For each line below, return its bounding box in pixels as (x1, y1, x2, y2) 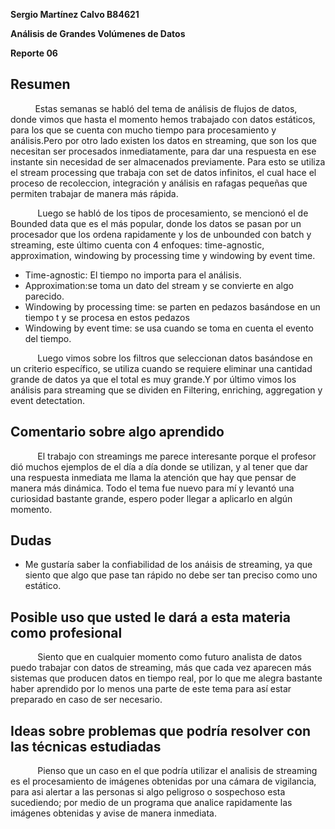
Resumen (10, 76, 71, 93)
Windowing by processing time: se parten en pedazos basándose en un (24, 300, 321, 313)
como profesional (10, 624, 123, 641)
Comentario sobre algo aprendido (10, 424, 225, 441)
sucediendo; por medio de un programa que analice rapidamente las (10, 797, 293, 809)
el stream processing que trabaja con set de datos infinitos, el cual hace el (10, 166, 317, 178)
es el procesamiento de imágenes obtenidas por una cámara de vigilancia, (10, 775, 317, 788)
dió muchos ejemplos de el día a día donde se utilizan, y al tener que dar (10, 460, 309, 473)
